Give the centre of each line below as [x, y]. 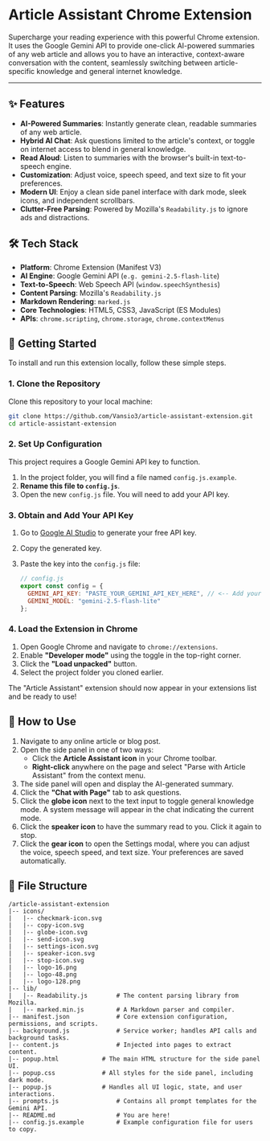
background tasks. [39, 1038]
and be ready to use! [43, 696]
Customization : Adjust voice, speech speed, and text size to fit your [133, 174]
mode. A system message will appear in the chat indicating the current [137, 809]
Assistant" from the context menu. [89, 775]
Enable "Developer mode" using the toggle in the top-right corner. [130, 655]
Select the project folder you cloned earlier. [92, 672]
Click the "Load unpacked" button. [78, 663]
